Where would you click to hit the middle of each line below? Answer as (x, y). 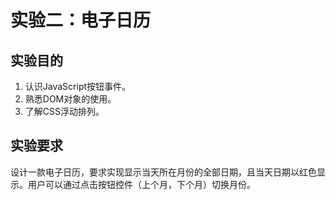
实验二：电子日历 (81, 20)
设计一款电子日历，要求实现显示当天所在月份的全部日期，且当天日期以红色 (163, 172)
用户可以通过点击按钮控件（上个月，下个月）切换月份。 (141, 184)
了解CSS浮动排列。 (64, 111)
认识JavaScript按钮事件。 (78, 86)
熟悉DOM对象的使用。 (70, 99)
